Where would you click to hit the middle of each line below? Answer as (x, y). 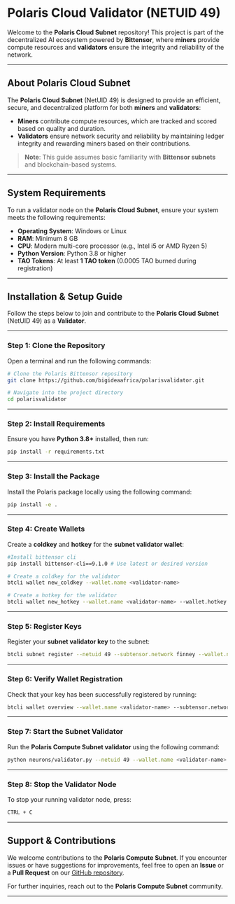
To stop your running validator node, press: (69, 799)
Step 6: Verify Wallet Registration (65, 679)
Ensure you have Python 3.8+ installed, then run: (78, 439)
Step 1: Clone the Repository (56, 346)
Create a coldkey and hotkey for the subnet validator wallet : (95, 544)
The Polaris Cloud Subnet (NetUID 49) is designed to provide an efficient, (114, 100)
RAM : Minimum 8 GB (48, 238)
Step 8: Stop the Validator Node (62, 784)
